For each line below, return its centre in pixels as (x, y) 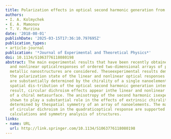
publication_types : (26, 43)
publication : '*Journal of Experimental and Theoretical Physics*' (78, 52)
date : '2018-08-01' (26, 34)
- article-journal (25, 48)
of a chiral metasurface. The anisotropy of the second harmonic (81, 95)
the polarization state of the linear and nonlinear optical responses (88, 76)
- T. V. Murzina (22, 29)
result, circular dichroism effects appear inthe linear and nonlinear (88, 90)
